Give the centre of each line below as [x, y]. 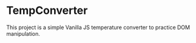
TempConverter [47, 11]
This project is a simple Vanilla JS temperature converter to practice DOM [98, 27]
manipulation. [23, 33]
